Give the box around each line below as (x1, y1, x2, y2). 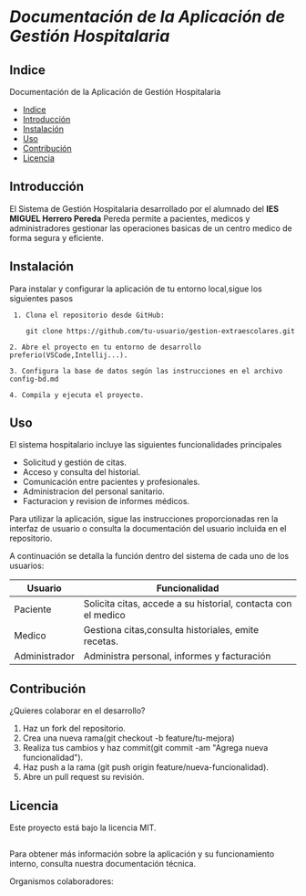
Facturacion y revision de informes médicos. (22, 496, 189, 507)
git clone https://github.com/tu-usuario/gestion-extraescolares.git (25, 326, 296, 335)
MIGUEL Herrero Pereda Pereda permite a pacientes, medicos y (9, 213, 250, 224)
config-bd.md (9, 374, 59, 384)
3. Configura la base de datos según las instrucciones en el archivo (9, 366, 283, 375)
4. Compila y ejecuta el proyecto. (9, 390, 145, 399)
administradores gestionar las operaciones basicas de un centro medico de (9, 222, 293, 234)
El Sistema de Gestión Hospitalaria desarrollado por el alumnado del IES (9, 203, 280, 214)
